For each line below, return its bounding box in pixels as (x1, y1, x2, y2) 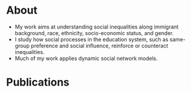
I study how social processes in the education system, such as (14, 36, 168, 43)
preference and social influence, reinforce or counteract (30, 42, 168, 49)
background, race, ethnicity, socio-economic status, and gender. (14, 29, 174, 36)
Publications (6, 75, 70, 89)
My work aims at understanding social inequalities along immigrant (14, 23, 179, 30)
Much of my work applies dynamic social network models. (14, 55, 158, 62)
